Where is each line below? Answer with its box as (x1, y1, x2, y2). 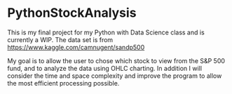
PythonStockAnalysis (7, 5, 137, 21)
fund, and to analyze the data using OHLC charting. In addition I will (7, 64, 202, 72)
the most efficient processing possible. (7, 79, 120, 87)
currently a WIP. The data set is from (7, 35, 114, 43)
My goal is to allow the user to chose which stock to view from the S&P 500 (7, 56, 226, 65)
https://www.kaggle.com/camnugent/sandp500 (7, 43, 145, 51)
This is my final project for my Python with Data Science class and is (7, 28, 205, 36)
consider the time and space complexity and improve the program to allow (7, 72, 222, 80)
